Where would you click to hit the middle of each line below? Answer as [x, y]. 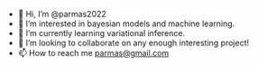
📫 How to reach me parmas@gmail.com [93, 53]
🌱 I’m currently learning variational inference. [101, 33]
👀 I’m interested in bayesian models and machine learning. [126, 24]
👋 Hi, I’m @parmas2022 [62, 14]
